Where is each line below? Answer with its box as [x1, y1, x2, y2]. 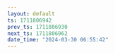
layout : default [7, 10, 55, 18]
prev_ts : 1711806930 [7, 23, 68, 30]
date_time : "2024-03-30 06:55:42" [7, 36, 109, 43]
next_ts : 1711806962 [7, 29, 68, 37]
